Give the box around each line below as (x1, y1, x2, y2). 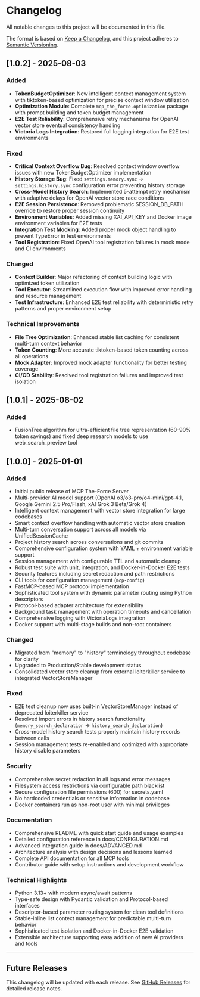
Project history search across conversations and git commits (14, 538, 164, 545)
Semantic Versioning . (6, 41, 58, 48)
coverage (14, 365, 39, 372)
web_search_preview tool (14, 439, 77, 446)
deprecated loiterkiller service (14, 709, 89, 716)
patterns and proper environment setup (14, 305, 112, 312)
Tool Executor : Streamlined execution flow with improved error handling (14, 286, 192, 293)
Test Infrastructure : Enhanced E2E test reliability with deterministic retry (14, 299, 193, 306)
